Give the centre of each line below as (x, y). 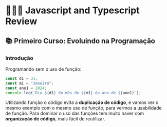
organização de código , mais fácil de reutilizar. (55, 119)
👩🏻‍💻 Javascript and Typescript (72, 10)
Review (21, 21)
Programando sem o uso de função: (43, 69)
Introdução (19, 58)
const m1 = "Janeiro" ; (30, 83)
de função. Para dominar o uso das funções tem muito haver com (75, 113)
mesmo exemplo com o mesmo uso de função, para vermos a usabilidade (83, 108)
